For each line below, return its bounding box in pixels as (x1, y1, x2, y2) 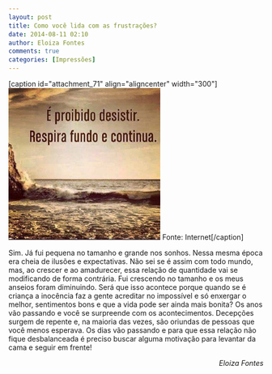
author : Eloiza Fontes (8, 39, 85, 47)
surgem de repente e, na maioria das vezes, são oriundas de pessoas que (8, 317, 255, 326)
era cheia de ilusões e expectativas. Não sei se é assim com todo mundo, (8, 257, 253, 266)
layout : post (8, 13, 53, 21)
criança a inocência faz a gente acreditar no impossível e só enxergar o (8, 291, 247, 300)
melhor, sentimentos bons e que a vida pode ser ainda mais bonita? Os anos (8, 300, 263, 309)
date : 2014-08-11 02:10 (8, 30, 89, 38)
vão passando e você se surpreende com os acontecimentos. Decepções (8, 308, 254, 317)
